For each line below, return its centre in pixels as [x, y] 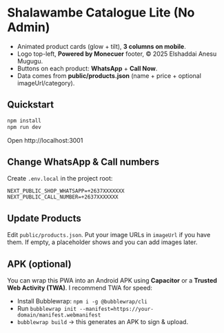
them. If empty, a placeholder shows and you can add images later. [102, 242]
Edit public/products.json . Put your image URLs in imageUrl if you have [109, 235]
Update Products [44, 218]
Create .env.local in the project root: [60, 179]
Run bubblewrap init [47, 308]
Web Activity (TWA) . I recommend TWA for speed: [80, 287]
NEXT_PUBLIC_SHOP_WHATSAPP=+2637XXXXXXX [66, 191]
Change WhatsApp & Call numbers [83, 162]
